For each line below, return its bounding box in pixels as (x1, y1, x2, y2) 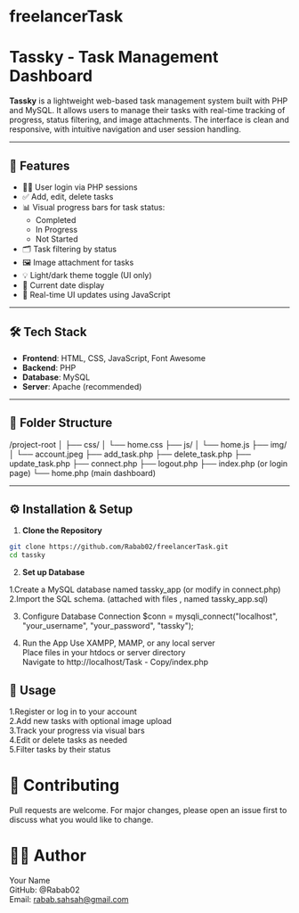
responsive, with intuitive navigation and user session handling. (9, 124, 242, 135)
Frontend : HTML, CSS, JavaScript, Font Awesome (21, 352, 206, 363)
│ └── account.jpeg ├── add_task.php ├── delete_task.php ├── (9, 448, 252, 459)
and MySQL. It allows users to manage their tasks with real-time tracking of (9, 105, 286, 116)
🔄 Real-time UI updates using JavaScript (21, 289, 171, 300)
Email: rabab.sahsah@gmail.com (9, 893, 129, 904)
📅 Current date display (21, 279, 105, 291)
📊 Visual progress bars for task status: (21, 202, 166, 212)
